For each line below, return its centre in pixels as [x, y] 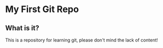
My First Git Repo [42, 9]
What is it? [22, 28]
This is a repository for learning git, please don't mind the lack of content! [82, 40]
